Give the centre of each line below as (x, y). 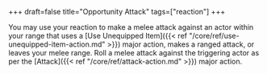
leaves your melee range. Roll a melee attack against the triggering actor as (134, 53)
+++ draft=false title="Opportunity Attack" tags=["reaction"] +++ (117, 12)
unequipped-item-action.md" (57, 44)
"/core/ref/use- (214, 36)
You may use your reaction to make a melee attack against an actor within (131, 27)
